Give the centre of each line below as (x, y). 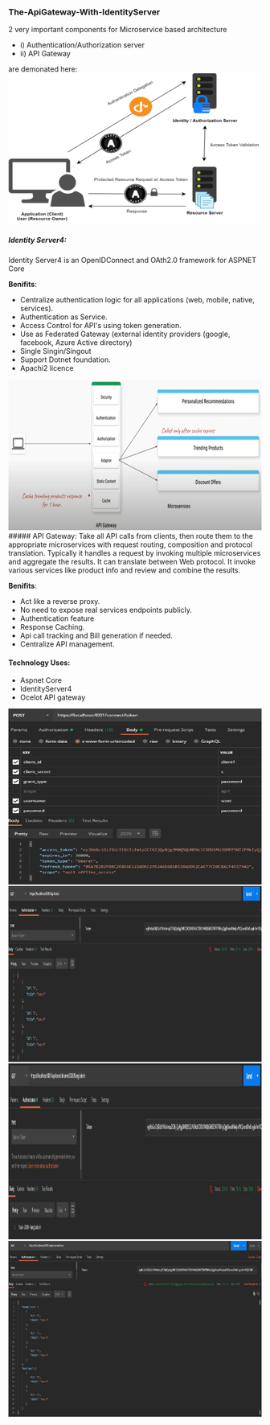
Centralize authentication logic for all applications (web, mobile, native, (137, 300)
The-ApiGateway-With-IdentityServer (84, 12)
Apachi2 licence (47, 368)
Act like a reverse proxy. (60, 602)
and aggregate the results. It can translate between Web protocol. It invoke (132, 562)
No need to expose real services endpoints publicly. (106, 610)
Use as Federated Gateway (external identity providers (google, (125, 334)
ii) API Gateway (45, 54)
